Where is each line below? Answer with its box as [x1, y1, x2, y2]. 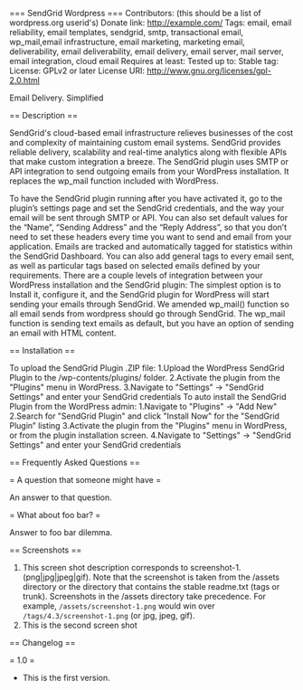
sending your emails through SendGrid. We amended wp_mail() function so [9, 298, 289, 309]
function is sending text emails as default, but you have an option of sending [9, 318, 294, 328]
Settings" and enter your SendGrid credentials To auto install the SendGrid [9, 392, 287, 402]
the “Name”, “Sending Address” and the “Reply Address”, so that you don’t [9, 222, 288, 232]
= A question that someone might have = [9, 475, 161, 485]
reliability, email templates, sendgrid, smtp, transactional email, [9, 27, 244, 37]
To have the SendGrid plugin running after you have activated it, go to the [9, 194, 283, 203]
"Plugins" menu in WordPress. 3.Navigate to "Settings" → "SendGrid [9, 382, 264, 392]
